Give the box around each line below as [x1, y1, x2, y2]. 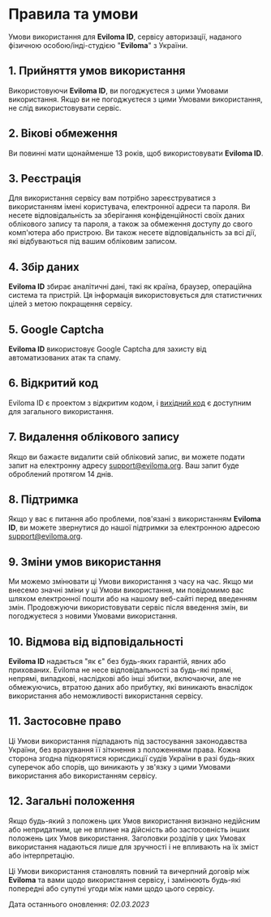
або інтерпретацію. [8, 850, 75, 860]
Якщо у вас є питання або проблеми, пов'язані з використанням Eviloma [8, 514, 261, 524]
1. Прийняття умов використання [8, 64, 186, 78]
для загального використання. [8, 406, 114, 416]
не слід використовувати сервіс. [8, 103, 122, 112]
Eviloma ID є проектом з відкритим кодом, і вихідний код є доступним [8, 398, 252, 408]
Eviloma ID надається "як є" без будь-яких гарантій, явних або [8, 657, 226, 666]
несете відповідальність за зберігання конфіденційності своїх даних [8, 211, 245, 221]
